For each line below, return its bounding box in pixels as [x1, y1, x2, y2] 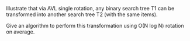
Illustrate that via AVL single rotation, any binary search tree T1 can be [6, 5, 175, 12]
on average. [6, 28, 35, 35]
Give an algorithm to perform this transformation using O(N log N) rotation [6, 23, 184, 29]
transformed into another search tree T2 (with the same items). [6, 11, 158, 18]
